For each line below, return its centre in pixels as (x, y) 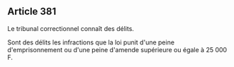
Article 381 (32, 12)
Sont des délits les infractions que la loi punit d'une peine (91, 42)
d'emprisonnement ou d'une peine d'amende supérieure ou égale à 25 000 (117, 49)
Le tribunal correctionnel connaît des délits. (71, 28)
